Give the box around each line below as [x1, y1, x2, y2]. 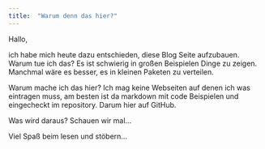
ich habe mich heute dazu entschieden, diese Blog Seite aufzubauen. [8, 49, 240, 59]
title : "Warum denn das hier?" [8, 11, 118, 20]
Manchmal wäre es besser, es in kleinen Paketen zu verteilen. [8, 66, 215, 77]
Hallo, [8, 34, 28, 44]
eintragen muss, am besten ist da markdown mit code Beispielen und [8, 91, 239, 101]
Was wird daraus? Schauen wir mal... [8, 115, 132, 126]
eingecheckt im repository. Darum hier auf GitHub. [8, 100, 177, 109]
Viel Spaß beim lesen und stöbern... [8, 131, 128, 141]
